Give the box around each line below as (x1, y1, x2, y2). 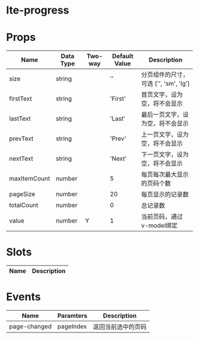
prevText (9, 134, 34, 143)
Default (112, 52, 133, 60)
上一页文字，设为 (141, 131, 189, 139)
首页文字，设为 (141, 91, 183, 99)
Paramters (57, 312, 88, 319)
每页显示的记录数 (141, 191, 189, 199)
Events (6, 290, 41, 304)
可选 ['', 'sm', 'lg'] (141, 79, 190, 88)
